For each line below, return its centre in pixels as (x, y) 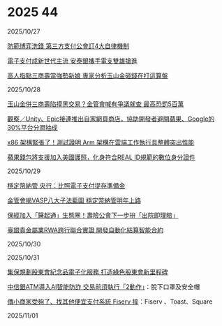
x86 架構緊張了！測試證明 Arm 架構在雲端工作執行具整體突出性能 (101, 142)
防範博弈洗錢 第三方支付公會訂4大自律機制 (68, 45)
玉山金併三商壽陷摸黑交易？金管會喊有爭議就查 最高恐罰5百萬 (96, 104)
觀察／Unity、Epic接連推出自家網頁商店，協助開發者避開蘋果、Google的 (111, 119)
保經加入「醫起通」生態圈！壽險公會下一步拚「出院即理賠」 (93, 215)
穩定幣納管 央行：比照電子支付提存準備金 (66, 185)
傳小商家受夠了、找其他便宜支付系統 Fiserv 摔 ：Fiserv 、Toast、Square (110, 302)
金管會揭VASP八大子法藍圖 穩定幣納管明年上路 (74, 200)
